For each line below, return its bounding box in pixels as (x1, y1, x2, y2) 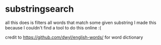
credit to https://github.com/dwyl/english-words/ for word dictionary (5, 34, 143, 40)
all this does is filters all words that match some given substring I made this (5, 20, 157, 25)
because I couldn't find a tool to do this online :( (5, 24, 101, 30)
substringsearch (5, 3, 74, 15)
